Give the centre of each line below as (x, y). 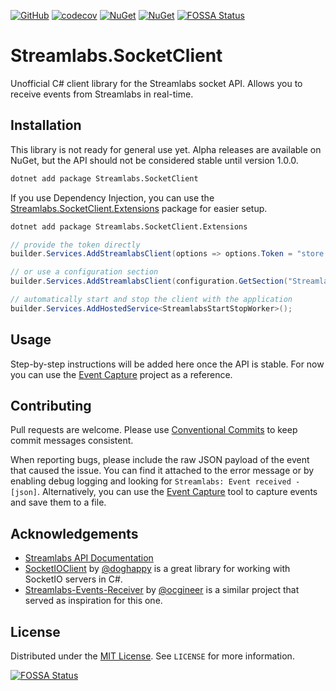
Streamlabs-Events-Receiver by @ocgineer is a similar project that (162, 590)
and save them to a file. (58, 502)
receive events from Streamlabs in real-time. (102, 94)
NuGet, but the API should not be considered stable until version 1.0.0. (154, 160)
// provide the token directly (75, 245)
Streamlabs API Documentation (89, 558)
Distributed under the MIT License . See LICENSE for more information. (152, 656)
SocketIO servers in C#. (73, 579)
